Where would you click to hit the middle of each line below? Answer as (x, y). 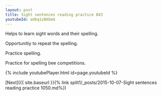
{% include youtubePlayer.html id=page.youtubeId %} (62, 73)
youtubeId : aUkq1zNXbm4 (30, 19)
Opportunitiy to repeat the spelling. (42, 43)
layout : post (19, 10)
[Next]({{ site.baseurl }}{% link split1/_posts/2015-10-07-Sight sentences (81, 83)
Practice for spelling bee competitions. (46, 63)
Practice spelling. (23, 53)
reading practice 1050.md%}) (36, 88)
